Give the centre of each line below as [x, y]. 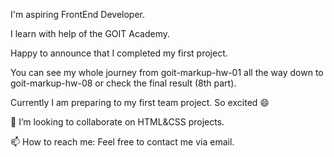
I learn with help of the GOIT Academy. [90, 33]
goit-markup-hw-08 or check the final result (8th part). [123, 83]
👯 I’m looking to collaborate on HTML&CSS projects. [117, 122]
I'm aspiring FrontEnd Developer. [77, 14]
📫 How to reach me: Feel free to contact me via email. [122, 142]
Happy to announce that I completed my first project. [119, 53]
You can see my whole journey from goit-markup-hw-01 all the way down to [167, 72]
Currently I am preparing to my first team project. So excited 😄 [140, 102]
